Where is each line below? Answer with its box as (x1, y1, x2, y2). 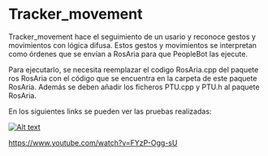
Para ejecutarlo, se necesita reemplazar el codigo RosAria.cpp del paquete (8, 64, 259, 74)
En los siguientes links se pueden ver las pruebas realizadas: (8, 106, 212, 116)
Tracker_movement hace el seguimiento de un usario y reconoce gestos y (8, 32, 256, 41)
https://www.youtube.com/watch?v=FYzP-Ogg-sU (8, 137, 178, 147)
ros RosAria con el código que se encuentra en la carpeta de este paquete (8, 73, 257, 83)
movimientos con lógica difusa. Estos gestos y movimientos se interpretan (8, 40, 257, 50)
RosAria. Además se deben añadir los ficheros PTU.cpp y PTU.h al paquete (8, 82, 260, 92)
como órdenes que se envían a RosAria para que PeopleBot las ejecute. (8, 49, 248, 58)
